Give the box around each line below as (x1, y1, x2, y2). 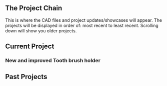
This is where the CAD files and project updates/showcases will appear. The (5, 17, 162, 23)
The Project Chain (5, 4, 62, 12)
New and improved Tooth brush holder (5, 57, 101, 64)
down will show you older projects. (5, 27, 77, 34)
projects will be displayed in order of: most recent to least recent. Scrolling (5, 22, 158, 28)
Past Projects (5, 72, 47, 81)
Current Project (5, 42, 54, 51)
